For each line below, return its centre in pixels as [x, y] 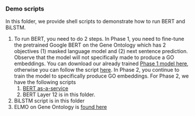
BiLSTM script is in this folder [49, 101]
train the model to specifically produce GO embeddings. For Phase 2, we [101, 76]
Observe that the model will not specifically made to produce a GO [94, 58]
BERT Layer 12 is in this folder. [59, 94]
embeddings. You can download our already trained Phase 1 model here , [101, 64]
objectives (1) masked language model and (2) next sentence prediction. [101, 51]
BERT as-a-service [45, 89]
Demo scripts [25, 9]
